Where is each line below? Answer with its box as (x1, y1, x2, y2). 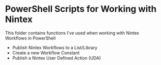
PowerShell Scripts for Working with (5, 3, 157, 15)
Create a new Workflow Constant (12, 50, 80, 56)
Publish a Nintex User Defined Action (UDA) (12, 55, 101, 61)
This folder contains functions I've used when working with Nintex (5, 30, 139, 36)
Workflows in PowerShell (5, 35, 56, 41)
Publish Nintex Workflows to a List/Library (12, 44, 97, 50)
